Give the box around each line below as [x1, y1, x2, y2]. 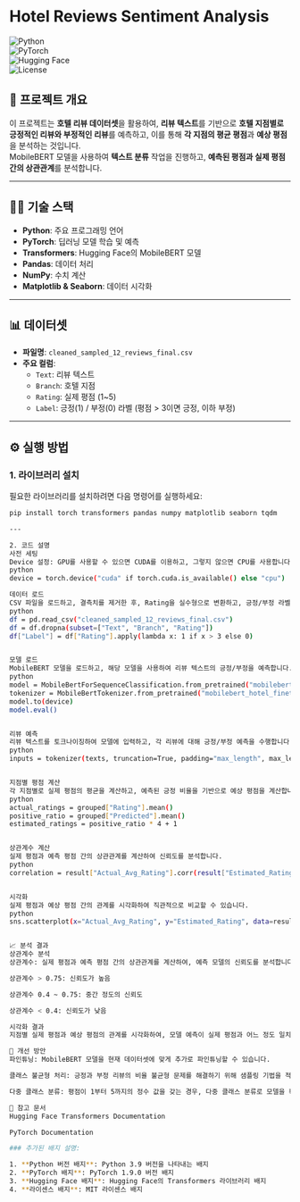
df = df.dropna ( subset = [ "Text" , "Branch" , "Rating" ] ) [9, 623, 214, 632]
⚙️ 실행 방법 [9, 439, 70, 455]
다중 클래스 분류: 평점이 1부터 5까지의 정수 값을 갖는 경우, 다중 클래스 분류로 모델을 [9, 1087, 286, 1096]
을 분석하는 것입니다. [9, 140, 81, 151]
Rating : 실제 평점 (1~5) [35, 391, 117, 403]
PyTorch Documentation [9, 1128, 94, 1137]
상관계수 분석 [9, 949, 51, 959]
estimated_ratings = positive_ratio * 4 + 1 [9, 820, 178, 829]
